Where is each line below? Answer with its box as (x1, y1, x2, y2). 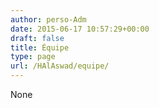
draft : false (10, 33, 65, 43)
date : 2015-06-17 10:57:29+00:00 (10, 24, 150, 34)
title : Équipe (10, 42, 70, 53)
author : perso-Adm (10, 14, 87, 25)
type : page (10, 52, 56, 62)
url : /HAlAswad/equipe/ (10, 61, 110, 71)
